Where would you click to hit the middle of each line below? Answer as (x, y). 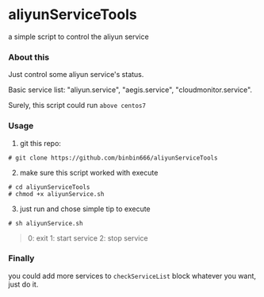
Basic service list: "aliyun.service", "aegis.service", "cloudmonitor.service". (130, 90)
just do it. (23, 284)
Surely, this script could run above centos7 (77, 106)
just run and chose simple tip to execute (85, 209)
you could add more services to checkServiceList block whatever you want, (132, 276)
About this (29, 57)
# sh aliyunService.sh (46, 223)
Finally (21, 258)
